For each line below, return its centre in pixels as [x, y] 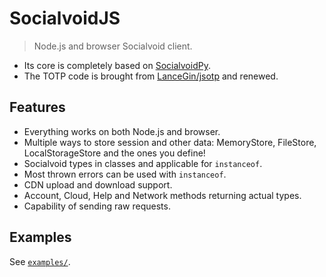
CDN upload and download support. [98, 184]
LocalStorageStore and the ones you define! [114, 153]
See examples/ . [40, 261]
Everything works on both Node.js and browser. [122, 131]
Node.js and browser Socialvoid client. [113, 46]
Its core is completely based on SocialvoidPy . [117, 65]
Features [37, 107]
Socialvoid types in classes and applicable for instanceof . [143, 163]
